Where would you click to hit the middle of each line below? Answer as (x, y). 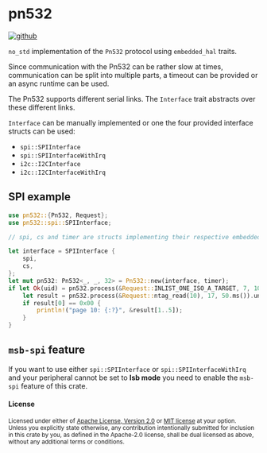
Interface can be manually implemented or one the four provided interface (131, 122)
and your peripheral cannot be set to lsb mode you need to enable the (123, 377)
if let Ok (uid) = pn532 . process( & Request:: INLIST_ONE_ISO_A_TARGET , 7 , (129, 288)
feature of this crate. (54, 385)
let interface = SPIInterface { (62, 251)
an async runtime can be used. (59, 83)
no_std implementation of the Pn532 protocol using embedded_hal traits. (122, 51)
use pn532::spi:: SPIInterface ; (60, 223)
